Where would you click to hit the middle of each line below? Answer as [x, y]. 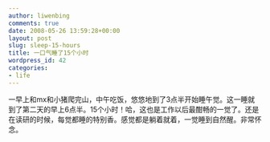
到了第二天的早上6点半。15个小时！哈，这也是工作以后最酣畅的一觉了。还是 [134, 109]
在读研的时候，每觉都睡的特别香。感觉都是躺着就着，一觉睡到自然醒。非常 [131, 119]
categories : [28, 68]
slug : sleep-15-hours [45, 46]
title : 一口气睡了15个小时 [49, 53]
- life [19, 75]
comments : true [34, 23]
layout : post [30, 38]
